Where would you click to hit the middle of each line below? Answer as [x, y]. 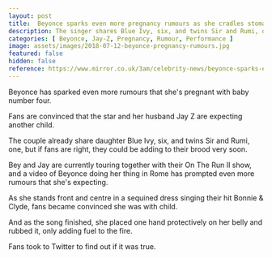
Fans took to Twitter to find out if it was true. [82, 246]
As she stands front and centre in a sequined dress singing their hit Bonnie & [136, 198]
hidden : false [32, 62]
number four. [30, 100]
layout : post [30, 16]
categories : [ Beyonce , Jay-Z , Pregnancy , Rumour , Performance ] [121, 39]
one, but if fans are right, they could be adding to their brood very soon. [128, 149]
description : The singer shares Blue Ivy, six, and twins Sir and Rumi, [134, 31]
